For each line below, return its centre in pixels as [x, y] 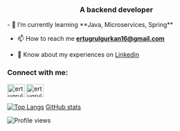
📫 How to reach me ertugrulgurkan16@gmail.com [91, 39]
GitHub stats [63, 107]
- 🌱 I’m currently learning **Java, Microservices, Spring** [90, 25]
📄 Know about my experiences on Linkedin [78, 55]
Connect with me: [38, 73]
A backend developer [116, 10]
